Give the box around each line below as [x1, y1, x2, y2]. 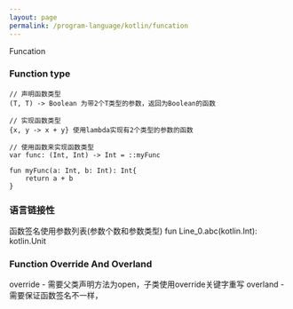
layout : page [9, 12, 58, 22]
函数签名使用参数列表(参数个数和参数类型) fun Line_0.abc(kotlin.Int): [9, 226, 257, 236]
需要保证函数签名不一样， [9, 290, 103, 301]
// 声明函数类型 [9, 90, 61, 99]
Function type [9, 67, 71, 80]
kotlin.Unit [9, 236, 47, 247]
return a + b [25, 174, 74, 183]
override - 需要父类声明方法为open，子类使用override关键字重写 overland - [9, 279, 285, 289]
